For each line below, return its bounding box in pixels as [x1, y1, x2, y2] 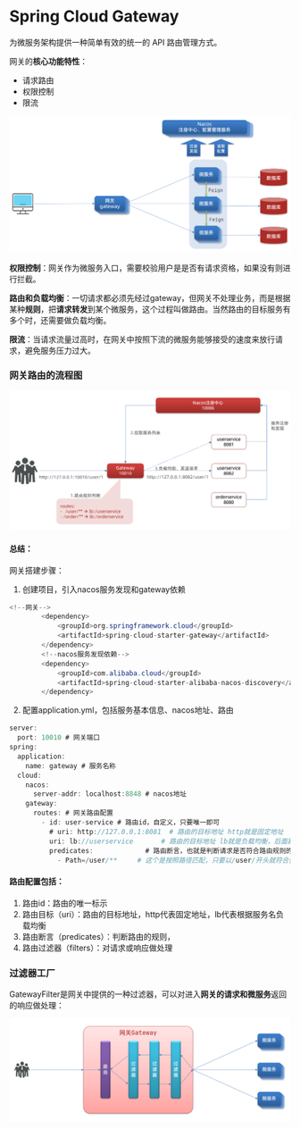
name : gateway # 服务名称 [25, 761, 116, 770]
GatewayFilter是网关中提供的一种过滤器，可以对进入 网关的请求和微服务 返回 [9, 989, 287, 999]
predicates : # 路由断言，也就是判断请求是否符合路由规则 [48, 846, 287, 855]
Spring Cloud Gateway [9, 6, 179, 27]
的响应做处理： [9, 999, 64, 1010]
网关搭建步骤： [9, 564, 64, 575]
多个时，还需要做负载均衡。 [9, 314, 112, 325]
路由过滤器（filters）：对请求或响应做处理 [21, 942, 173, 953]
